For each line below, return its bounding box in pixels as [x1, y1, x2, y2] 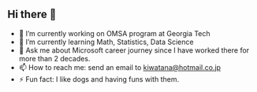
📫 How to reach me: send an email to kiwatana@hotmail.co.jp [18, 62, 222, 72]
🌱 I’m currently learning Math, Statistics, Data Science [18, 37, 194, 46]
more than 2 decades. [18, 53, 91, 63]
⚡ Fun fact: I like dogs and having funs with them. [18, 74, 179, 83]
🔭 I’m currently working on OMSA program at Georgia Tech [18, 28, 210, 38]
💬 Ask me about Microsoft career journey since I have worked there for [18, 45, 250, 55]
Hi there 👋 [7, 8, 57, 21]
